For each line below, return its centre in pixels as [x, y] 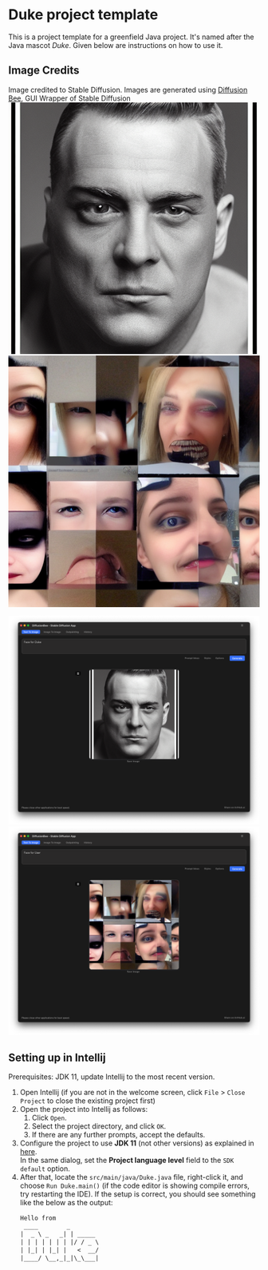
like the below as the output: [66, 1203]
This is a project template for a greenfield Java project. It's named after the [131, 37]
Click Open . [49, 1118]
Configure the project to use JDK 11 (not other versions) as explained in [137, 1143]
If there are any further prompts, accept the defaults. [118, 1135]
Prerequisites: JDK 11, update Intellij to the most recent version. [112, 1077]
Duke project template [83, 15]
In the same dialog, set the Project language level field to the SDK [127, 1161]
